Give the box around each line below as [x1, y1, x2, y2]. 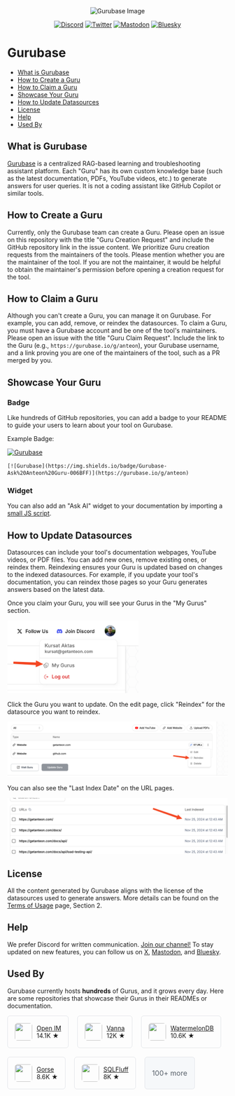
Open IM [36, 1024, 62, 1032]
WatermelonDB [170, 1024, 215, 1032]
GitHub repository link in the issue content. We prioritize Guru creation [7, 243, 210, 251]
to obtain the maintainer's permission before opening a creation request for [7, 265, 225, 273]
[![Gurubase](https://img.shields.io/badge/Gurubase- [7, 463, 168, 470]
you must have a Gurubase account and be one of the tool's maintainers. [7, 326, 218, 335]
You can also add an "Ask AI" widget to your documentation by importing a [7, 501, 222, 510]
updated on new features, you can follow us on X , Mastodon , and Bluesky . [7, 947, 222, 956]
